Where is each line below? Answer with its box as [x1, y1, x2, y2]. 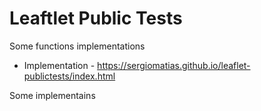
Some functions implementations [9, 40, 146, 52]
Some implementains [9, 89, 96, 101]
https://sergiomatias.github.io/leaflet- [97, 59, 251, 71]
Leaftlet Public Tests [9, 7, 183, 30]
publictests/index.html [23, 70, 116, 82]
